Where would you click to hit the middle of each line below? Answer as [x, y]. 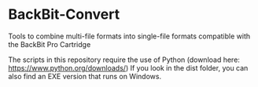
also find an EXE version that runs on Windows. [85, 76]
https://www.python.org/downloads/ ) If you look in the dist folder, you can [128, 67]
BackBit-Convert [64, 14]
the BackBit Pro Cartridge [50, 44]
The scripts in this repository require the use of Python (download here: [124, 60]
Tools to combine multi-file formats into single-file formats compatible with [129, 36]
